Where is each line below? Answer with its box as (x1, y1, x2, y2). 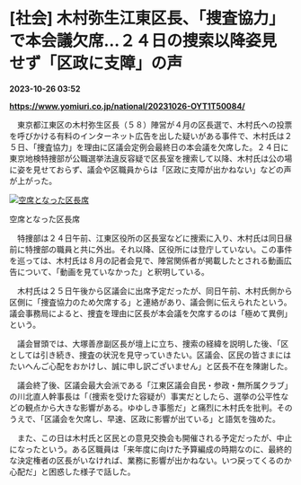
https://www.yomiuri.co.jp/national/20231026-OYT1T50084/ (9, 101, 245, 111)
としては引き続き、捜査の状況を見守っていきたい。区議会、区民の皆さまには (9, 349, 292, 360)
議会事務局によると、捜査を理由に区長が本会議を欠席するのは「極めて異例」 (9, 307, 293, 319)
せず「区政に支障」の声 (9, 53, 183, 74)
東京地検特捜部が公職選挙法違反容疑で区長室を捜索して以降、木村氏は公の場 (9, 153, 293, 163)
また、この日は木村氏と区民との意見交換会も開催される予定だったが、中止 (16, 432, 293, 443)
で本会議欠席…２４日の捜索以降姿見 (9, 31, 278, 51)
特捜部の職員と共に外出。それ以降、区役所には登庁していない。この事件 (24, 243, 293, 254)
